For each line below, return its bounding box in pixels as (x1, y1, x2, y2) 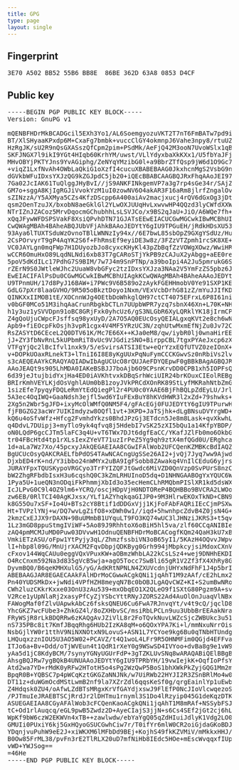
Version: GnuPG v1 (7, 115, 72, 123)
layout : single (7, 24, 53, 31)
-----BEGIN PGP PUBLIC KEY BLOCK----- (7, 108, 143, 116)
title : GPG (7, 10, 40, 18)
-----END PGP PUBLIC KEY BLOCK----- (7, 756, 135, 764)
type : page (7, 17, 40, 24)
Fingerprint (7, 50, 58, 62)
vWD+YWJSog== (7, 742, 53, 750)
